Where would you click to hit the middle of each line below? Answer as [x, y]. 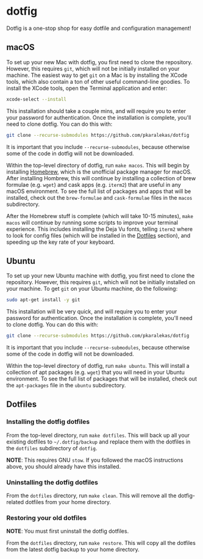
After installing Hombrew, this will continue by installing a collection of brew [101, 178]
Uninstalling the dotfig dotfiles [52, 482]
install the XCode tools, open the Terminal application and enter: [87, 88]
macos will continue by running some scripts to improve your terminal [92, 222]
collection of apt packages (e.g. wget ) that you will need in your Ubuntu [95, 372]
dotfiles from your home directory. [68, 502]
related [15, 502]
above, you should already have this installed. [63, 466]
